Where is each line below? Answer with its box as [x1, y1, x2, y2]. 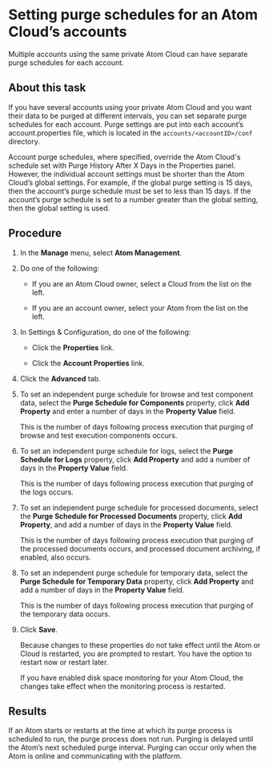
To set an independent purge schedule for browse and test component [19, 389, 254, 399]
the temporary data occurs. [19, 608, 110, 619]
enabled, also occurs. [19, 552, 92, 562]
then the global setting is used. [8, 203, 110, 213]
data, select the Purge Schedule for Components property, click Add [19, 397, 250, 407]
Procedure [8, 226, 62, 240]
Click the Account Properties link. [31, 358, 146, 368]
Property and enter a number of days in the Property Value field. [19, 406, 236, 416]
